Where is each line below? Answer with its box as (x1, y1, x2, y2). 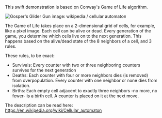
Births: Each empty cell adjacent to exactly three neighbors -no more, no (12, 88, 158, 93)
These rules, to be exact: (5, 53, 55, 59)
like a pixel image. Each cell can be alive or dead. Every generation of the (5, 28, 151, 33)
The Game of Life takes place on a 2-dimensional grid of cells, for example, (5, 23, 156, 29)
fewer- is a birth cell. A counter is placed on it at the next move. (12, 93, 139, 99)
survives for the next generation (12, 67, 77, 73)
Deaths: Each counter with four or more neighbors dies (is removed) (12, 73, 148, 78)
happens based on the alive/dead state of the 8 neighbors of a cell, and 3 (5, 38, 152, 44)
